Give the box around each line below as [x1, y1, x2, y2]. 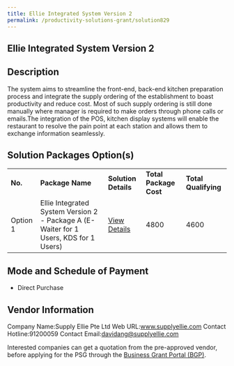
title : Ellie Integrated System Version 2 [7, 10, 132, 17]
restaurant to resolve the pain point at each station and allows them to [7, 121, 208, 130]
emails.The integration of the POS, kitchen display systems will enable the [7, 114, 219, 123]
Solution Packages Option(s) [7, 149, 134, 161]
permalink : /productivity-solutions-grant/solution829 [7, 17, 170, 24]
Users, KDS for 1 [40, 233, 95, 243]
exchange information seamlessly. [7, 129, 106, 137]
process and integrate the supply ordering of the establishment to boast [7, 92, 214, 100]
